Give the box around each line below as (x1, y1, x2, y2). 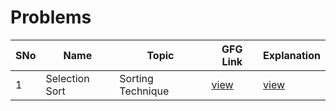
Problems (10, 6, 92, 29)
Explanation (263, 48, 321, 62)
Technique (119, 84, 170, 98)
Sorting (119, 71, 154, 85)
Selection (45, 71, 90, 85)
